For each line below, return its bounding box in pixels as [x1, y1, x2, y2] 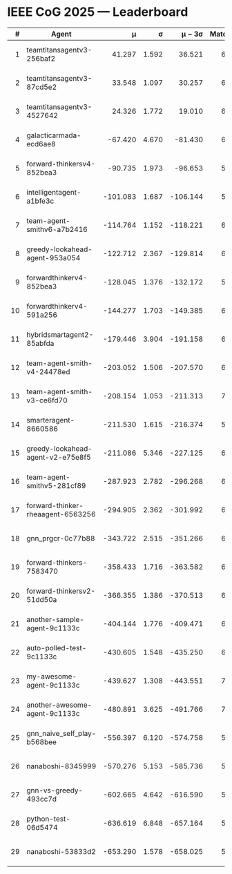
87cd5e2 [26, 82, 57, 92]
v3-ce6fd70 [26, 395, 68, 405]
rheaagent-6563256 [26, 509, 96, 518]
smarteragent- [26, 415, 75, 425]
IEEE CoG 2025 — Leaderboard [7, 4, 188, 20]
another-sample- [26, 614, 85, 624]
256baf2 [26, 53, 56, 63]
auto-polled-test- [26, 643, 87, 652]
